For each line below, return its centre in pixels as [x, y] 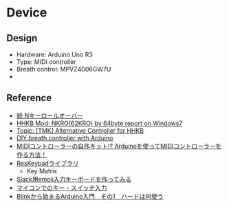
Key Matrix [42, 171]
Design [22, 38]
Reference [29, 98]
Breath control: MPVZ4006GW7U [64, 69]
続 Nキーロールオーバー [50, 116]
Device [27, 13]
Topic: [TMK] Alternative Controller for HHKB [80, 130]
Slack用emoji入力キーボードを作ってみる [74, 179]
